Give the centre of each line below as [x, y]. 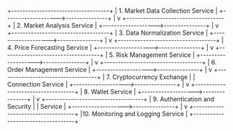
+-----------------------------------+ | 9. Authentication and [128, 99]
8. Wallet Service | [110, 91]
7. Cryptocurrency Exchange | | [151, 77]
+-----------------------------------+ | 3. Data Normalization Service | [108, 33]
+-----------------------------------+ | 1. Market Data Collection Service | [112, 11]
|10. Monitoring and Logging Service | [134, 114]
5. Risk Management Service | [152, 55]
